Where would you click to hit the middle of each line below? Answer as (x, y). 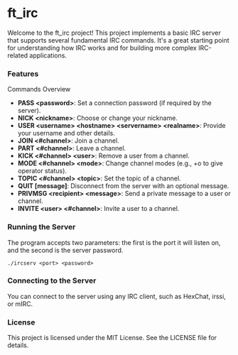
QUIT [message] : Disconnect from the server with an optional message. (123, 186)
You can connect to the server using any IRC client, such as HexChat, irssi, (117, 296)
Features (23, 74)
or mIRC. (20, 304)
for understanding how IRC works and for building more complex (102, 48)
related (18, 55)
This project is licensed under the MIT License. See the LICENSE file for (112, 338)
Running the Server (42, 227)
